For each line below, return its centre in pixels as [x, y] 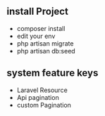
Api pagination [38, 97]
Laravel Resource [42, 90]
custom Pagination [44, 105]
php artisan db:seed [46, 51]
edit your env [36, 36]
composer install [41, 28]
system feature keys [52, 73]
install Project [37, 12]
